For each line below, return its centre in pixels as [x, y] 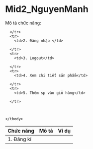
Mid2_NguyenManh [47, 9]
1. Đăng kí [19, 139]
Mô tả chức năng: [23, 23]
